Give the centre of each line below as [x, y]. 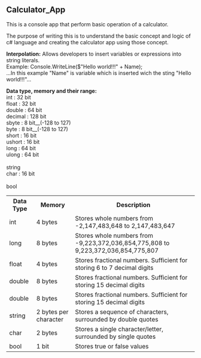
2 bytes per [52, 312]
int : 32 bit [19, 97]
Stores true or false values [112, 346]
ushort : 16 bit [23, 142]
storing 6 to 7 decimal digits [114, 268]
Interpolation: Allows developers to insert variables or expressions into [94, 54]
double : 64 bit [24, 110]
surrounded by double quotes [117, 319]
